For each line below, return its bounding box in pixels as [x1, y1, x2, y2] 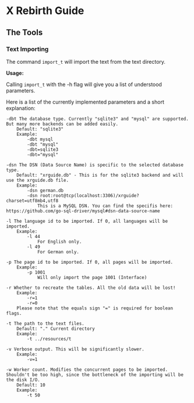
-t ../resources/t [27, 336, 72, 342]
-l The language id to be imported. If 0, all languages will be [6, 218, 168, 224]
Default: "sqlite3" [16, 126, 64, 132]
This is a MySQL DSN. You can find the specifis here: [37, 203, 174, 209]
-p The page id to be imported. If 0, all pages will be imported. [6, 259, 174, 265]
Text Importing [6, 45, 49, 53]
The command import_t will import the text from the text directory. [6, 58, 166, 65]
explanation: [6, 104, 36, 112]
